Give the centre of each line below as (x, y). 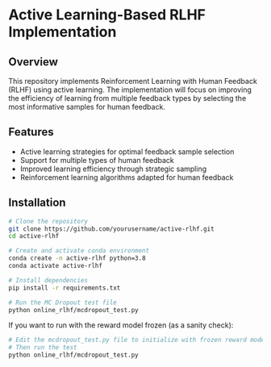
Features (31, 132)
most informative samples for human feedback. (87, 107)
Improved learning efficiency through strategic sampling (113, 169)
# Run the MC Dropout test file (63, 302)
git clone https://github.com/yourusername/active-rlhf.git (112, 229)
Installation (37, 203)
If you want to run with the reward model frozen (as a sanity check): (121, 325)
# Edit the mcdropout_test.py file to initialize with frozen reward (128, 340)
